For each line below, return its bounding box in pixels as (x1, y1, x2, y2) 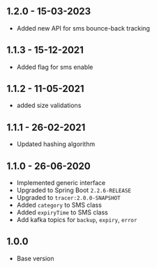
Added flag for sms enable (16, 63, 94, 71)
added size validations (16, 101, 82, 110)
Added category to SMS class (16, 201, 102, 210)
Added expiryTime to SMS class (16, 208, 109, 216)
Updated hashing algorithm (16, 140, 96, 148)
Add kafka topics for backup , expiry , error (16, 216, 137, 224)
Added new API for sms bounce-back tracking (16, 24, 151, 32)
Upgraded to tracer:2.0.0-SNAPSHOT (16, 194, 121, 202)
